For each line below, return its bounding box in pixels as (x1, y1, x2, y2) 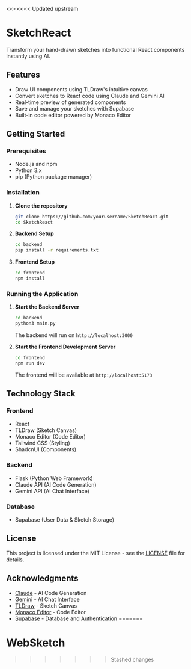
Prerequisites (6, 147, 46, 155)
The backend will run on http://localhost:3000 (14, 331, 133, 339)
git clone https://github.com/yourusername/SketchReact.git (14, 214, 169, 220)
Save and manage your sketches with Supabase (14, 105, 134, 112)
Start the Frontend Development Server (14, 343, 116, 351)
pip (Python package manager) (14, 173, 92, 180)
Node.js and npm (14, 161, 58, 168)
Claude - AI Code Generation (14, 589, 87, 596)
